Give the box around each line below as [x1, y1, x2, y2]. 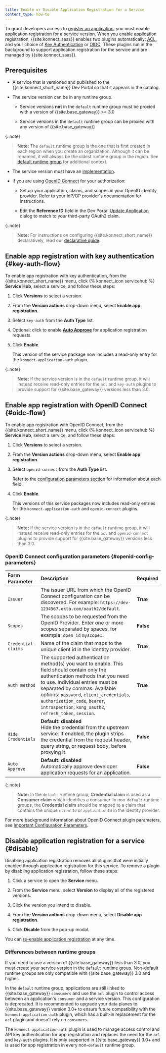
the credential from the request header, [40, 736, 132, 743]
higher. [5, 976, 20, 982]
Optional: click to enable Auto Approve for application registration [12, 327, 147, 333]
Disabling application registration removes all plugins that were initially [5, 858, 148, 864]
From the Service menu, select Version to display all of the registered [12, 887, 155, 893]
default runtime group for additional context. [17, 159, 108, 165]
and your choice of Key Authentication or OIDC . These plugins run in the [5, 41, 152, 47]
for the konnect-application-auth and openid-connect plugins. [12, 505, 139, 511]
